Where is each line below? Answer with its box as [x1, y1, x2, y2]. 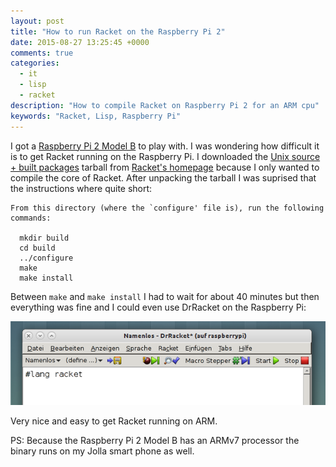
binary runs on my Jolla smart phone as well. [10, 445, 195, 457]
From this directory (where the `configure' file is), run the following [10, 203, 325, 213]
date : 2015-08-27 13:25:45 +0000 [10, 37, 150, 47]
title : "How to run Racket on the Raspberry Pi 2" [10, 26, 226, 37]
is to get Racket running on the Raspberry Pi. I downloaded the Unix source [10, 150, 321, 162]
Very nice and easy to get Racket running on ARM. [10, 415, 218, 427]
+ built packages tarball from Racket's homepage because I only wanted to [10, 161, 320, 173]
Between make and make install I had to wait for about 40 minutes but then [10, 290, 320, 302]
